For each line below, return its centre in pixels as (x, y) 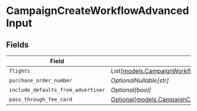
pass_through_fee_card (40, 100)
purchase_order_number (40, 80)
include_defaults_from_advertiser (57, 90)
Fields (18, 45)
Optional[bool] (131, 90)
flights (20, 71)
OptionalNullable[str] (140, 80)
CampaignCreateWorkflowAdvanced (98, 11)
